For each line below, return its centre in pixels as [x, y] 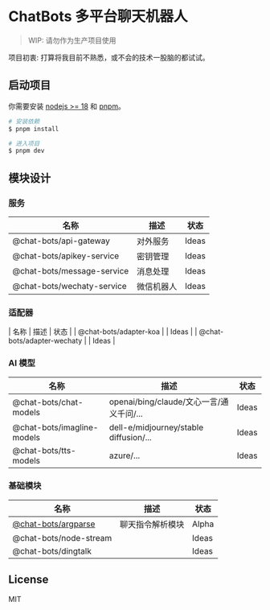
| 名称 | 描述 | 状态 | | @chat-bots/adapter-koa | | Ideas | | [103, 332]
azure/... [125, 455]
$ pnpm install [34, 129]
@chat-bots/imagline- [55, 427]
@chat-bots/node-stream [62, 538]
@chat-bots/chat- [48, 402]
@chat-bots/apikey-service [66, 256]
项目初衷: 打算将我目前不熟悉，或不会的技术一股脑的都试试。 [109, 57]
